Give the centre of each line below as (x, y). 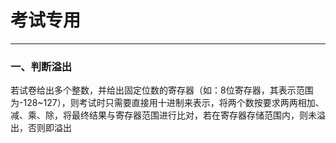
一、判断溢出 (41, 66)
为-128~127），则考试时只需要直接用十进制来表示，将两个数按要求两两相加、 (167, 103)
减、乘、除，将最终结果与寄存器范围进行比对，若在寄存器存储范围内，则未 (163, 115)
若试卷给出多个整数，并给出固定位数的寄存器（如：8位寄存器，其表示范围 (162, 90)
